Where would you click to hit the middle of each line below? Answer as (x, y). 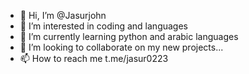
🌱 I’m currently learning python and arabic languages (129, 36)
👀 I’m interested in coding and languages (103, 26)
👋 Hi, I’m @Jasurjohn (63, 15)
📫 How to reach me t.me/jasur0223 (94, 58)
